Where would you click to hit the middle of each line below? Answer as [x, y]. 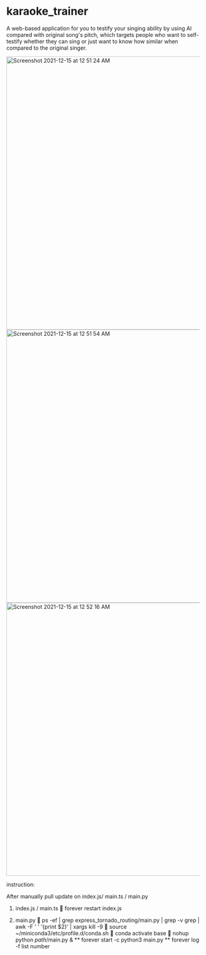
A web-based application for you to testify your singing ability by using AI [99, 28]
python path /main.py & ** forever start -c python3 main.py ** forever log [107, 940]
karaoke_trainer [48, 11]
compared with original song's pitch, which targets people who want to [96, 34]
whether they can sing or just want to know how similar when [101, 41]
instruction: [21, 884]
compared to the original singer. [47, 48]
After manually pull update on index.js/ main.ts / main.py [77, 896]
